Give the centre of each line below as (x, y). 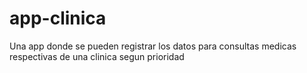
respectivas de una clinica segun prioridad (97, 56)
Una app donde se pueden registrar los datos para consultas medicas (153, 46)
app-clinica (58, 18)
